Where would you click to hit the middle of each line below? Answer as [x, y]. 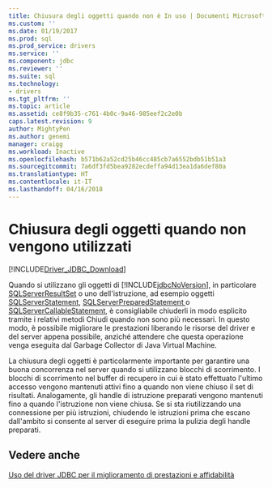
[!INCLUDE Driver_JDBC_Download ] [68, 269]
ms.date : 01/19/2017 [43, 31]
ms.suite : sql [32, 76]
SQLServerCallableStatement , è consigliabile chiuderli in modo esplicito [127, 310]
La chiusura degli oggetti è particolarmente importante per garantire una [129, 361]
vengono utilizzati [70, 246]
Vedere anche [45, 455]
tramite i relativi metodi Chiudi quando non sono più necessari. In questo [129, 319]
